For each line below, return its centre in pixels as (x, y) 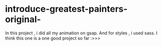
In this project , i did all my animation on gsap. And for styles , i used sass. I (81, 33)
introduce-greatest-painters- (66, 9)
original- (23, 19)
